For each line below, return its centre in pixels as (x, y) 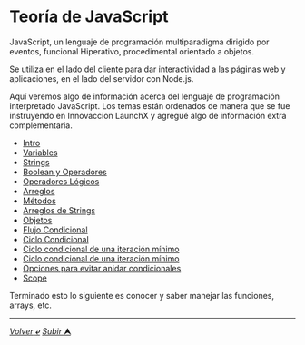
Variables (40, 153)
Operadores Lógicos (61, 181)
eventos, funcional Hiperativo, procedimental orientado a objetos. (132, 51)
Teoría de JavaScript (89, 17)
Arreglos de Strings (59, 210)
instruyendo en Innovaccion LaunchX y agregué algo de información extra (148, 115)
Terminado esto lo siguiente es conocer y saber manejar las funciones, (142, 295)
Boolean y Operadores (64, 172)
